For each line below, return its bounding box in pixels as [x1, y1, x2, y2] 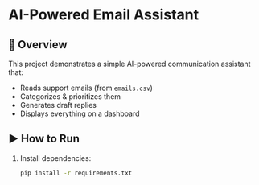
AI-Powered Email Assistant [8, 6, 199, 24]
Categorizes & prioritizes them [19, 92, 121, 101]
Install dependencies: [19, 153, 92, 162]
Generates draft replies [19, 101, 97, 109]
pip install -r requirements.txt [19, 169, 133, 177]
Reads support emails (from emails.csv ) [19, 83, 153, 92]
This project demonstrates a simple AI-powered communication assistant [8, 59, 251, 68]
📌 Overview [8, 38, 68, 51]
